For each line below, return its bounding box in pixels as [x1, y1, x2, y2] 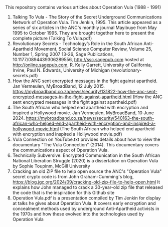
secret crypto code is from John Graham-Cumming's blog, [12, 174, 134, 179]
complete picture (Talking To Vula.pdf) [12, 35, 92, 41]
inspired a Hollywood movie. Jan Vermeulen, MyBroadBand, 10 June [12, 110, 154, 116]
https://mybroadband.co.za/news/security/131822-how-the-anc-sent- [12, 89, 158, 94]
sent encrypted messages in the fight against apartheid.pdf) [12, 99, 137, 105]
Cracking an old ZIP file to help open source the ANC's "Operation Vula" [12, 168, 162, 174]
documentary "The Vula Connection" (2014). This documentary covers [12, 142, 159, 147]
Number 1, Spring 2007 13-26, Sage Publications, [12, 51, 114, 57]
